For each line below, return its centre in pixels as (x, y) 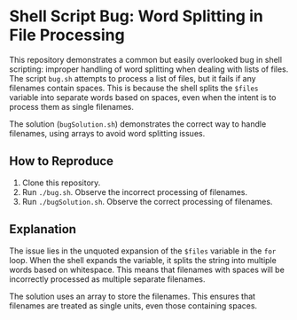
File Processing (67, 35)
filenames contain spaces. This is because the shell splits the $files (134, 88)
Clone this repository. (61, 183)
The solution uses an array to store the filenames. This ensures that (132, 296)
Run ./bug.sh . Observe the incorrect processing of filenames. (135, 191)
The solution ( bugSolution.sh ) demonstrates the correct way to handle (138, 124)
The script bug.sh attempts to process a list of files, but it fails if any (133, 78)
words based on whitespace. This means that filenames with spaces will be (147, 269)
